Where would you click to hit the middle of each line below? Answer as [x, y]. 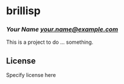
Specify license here [31, 75]
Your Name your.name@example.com [62, 30]
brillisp [23, 11]
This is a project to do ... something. [50, 42]
